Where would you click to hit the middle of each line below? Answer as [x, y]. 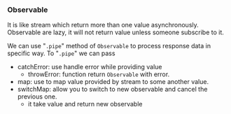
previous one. [37, 97]
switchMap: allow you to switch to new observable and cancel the [112, 90]
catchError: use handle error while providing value [90, 67]
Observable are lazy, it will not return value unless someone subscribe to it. [115, 32]
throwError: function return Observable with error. [99, 74]
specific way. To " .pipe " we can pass [61, 53]
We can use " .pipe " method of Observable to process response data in [109, 46]
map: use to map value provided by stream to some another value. [113, 82]
